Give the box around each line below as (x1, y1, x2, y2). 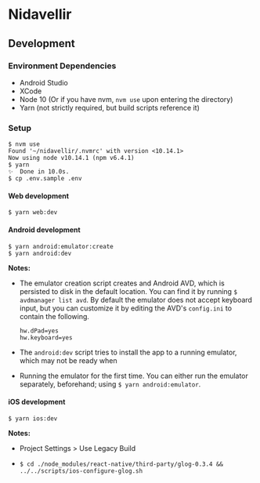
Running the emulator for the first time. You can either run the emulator (19, 371, 249, 380)
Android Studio (19, 78, 68, 87)
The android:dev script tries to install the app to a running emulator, (19, 347, 237, 357)
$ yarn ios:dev (8, 414, 58, 423)
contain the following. (19, 311, 90, 321)
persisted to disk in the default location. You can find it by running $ (19, 286, 237, 296)
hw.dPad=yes (19, 327, 59, 335)
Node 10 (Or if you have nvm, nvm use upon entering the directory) (19, 94, 233, 103)
